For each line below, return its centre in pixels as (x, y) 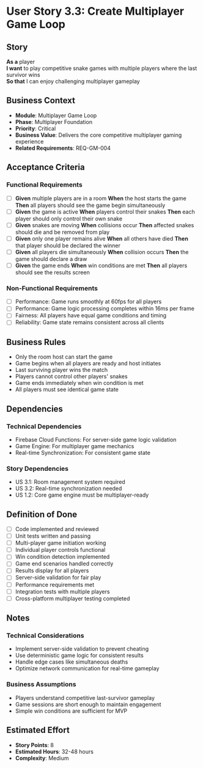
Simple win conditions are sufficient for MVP (71, 711)
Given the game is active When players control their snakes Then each (105, 211)
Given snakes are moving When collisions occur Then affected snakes (105, 225)
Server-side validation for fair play (58, 578)
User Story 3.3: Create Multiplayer (95, 11)
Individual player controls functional (60, 550)
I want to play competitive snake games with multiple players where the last (102, 68)
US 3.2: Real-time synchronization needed (68, 489)
